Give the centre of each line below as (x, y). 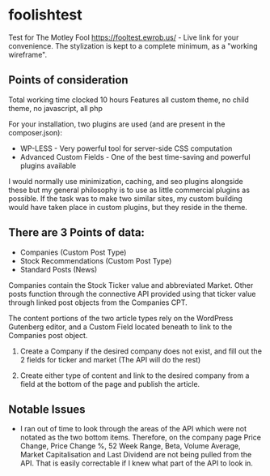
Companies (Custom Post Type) (73, 252)
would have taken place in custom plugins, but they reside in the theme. (128, 207)
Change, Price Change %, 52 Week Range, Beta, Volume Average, (130, 446)
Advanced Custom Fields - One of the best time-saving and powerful (135, 157)
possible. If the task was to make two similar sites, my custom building (125, 198)
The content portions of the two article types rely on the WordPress (121, 318)
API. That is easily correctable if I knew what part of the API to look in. (136, 463)
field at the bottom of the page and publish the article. (110, 384)
